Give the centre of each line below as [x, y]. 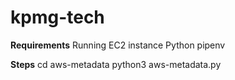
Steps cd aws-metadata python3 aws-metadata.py [116, 64]
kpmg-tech [57, 17]
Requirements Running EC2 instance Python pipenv [118, 45]
